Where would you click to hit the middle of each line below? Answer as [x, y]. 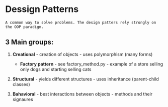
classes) [21, 84]
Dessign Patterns [42, 9]
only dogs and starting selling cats [56, 69]
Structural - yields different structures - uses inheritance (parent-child [86, 79]
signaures [23, 99]
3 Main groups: [29, 42]
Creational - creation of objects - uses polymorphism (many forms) [82, 54]
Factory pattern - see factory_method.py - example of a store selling [92, 64]
